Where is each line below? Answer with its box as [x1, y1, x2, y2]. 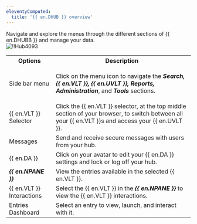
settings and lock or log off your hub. [55, 158, 157, 166]
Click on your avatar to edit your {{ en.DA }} [55, 150, 175, 158]
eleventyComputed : [6, 8, 51, 15]
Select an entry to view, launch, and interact [55, 201, 177, 209]
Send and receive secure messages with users [55, 133, 185, 141]
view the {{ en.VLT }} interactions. [55, 191, 148, 199]
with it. [55, 208, 74, 216]
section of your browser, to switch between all [55, 109, 183, 117]
